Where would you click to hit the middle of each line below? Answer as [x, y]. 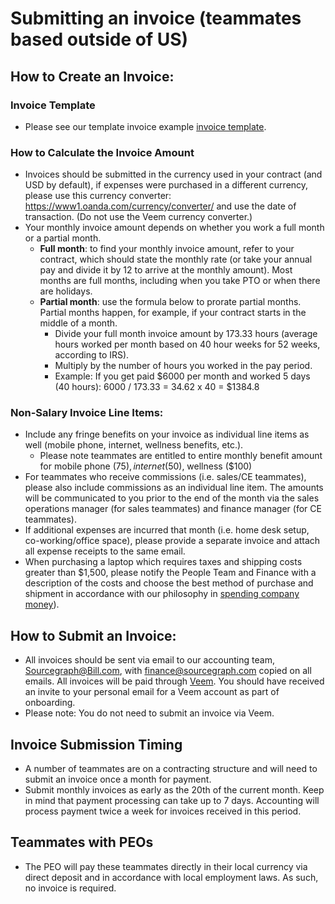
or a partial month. [63, 238]
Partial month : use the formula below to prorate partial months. [170, 302]
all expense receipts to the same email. [105, 551]
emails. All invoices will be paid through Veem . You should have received [174, 681]
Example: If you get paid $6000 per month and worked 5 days [182, 376]
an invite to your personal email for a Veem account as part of [152, 692]
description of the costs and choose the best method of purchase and [169, 583]
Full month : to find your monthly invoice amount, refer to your [167, 249]
